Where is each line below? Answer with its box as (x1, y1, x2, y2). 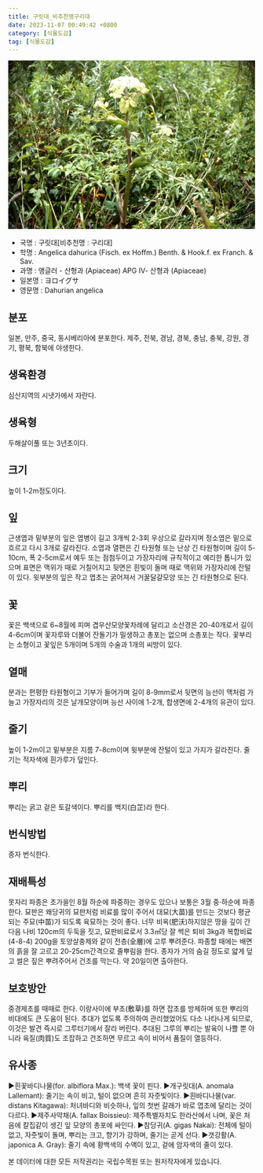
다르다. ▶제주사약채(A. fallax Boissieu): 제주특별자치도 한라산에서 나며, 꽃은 (8, 1110, 243, 1120)
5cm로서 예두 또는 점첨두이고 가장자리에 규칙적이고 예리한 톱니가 (44, 553, 243, 562)
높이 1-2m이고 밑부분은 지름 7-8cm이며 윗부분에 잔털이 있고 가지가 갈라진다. (8, 745, 242, 754)
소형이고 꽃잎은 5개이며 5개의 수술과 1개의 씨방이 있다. (16, 640, 183, 649)
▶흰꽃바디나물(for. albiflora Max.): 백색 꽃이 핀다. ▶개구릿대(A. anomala (8, 1081, 234, 1090)
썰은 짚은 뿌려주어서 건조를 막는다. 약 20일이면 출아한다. (16, 956, 188, 966)
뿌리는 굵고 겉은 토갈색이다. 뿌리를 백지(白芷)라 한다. (8, 802, 170, 811)
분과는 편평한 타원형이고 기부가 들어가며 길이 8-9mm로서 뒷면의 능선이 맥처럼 (8, 687, 246, 697)
